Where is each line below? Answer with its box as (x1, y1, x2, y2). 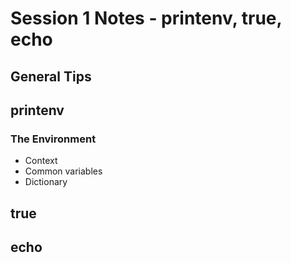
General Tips (10, 68, 92, 85)
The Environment (10, 132, 97, 146)
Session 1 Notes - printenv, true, (10, 7, 283, 30)
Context (24, 155, 58, 167)
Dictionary (24, 176, 68, 188)
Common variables (24, 165, 103, 177)
